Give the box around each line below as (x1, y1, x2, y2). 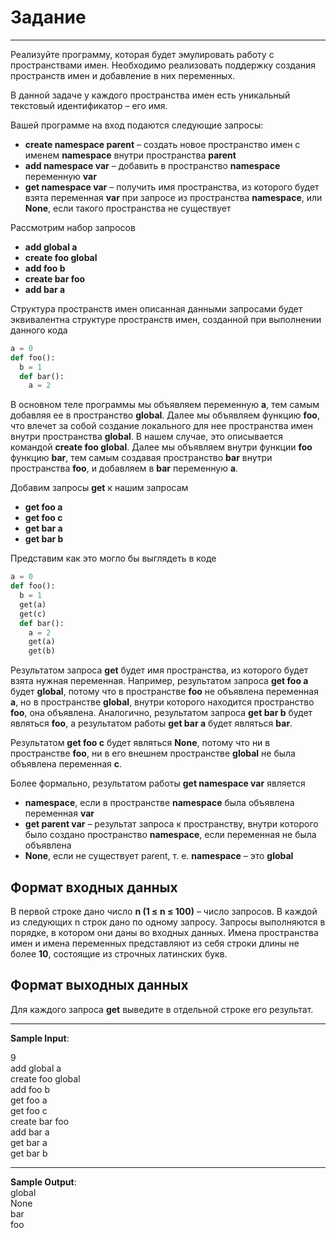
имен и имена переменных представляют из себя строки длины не (10, 937, 300, 949)
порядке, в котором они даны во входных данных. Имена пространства (10, 927, 319, 938)
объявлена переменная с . (10, 758, 123, 770)
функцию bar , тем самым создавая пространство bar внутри (10, 452, 273, 464)
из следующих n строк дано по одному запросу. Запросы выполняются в (10, 916, 326, 928)
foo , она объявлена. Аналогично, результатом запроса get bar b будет (10, 707, 313, 719)
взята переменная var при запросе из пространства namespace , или (24, 191, 323, 203)
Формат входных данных (10, 879, 178, 896)
